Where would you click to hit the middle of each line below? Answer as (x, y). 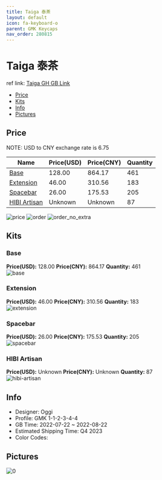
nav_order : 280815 (29, 34)
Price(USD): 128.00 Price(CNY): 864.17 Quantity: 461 (73, 266)
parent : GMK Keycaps (32, 29)
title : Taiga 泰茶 (28, 12)
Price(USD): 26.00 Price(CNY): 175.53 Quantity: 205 (73, 337)
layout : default (27, 18)
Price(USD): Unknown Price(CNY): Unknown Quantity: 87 (79, 372)
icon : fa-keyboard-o (32, 23)
